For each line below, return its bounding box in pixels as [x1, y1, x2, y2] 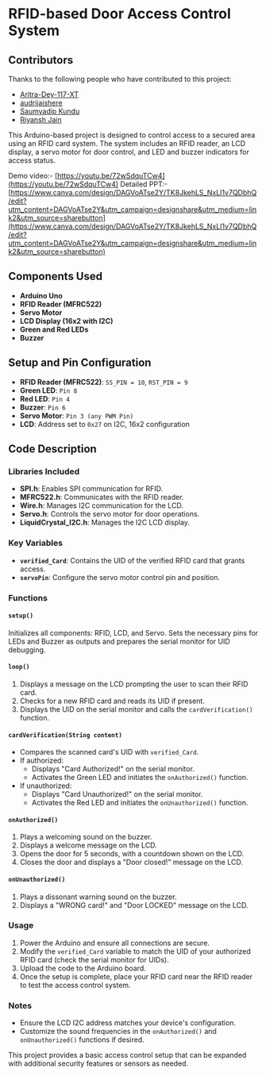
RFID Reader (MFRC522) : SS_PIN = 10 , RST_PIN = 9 [19, 377, 188, 386]
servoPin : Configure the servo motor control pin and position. [19, 572, 221, 582]
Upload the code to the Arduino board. [19, 963, 146, 973]
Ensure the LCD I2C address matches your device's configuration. [19, 1018, 237, 1028]
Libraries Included [8, 466, 80, 477]
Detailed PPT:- [120, 179, 168, 189]
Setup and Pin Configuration [8, 356, 152, 370]
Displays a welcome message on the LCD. [19, 840, 157, 850]
